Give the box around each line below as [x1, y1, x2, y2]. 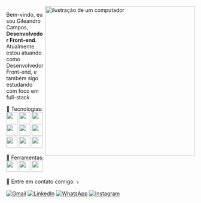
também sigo [6, 75, 39, 81]
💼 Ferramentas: [6, 154, 44, 161]
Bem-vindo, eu [6, 11, 43, 18]
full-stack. [6, 94, 32, 101]
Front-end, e [6, 68, 37, 75]
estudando [6, 81, 33, 88]
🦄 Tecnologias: [6, 105, 43, 113]
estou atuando [6, 49, 42, 56]
